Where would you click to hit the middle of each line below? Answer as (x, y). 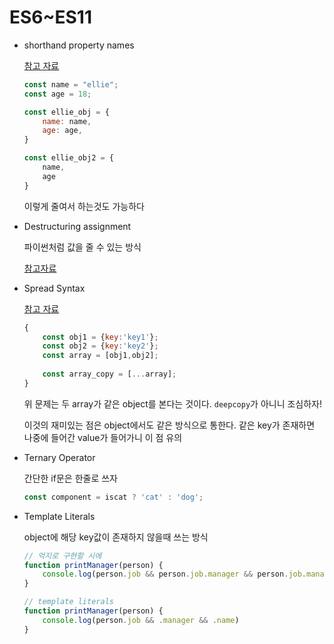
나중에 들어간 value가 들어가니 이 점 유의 (103, 437)
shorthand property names (79, 45)
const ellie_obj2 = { (68, 158)
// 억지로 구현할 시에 (62, 556)
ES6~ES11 (51, 17)
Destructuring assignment (77, 226)
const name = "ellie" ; (71, 84)
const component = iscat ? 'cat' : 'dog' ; (113, 497)
